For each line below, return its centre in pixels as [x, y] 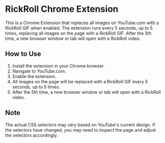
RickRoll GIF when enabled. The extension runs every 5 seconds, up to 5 [79, 28]
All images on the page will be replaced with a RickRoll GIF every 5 [80, 81]
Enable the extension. [34, 76]
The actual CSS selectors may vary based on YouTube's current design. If [80, 125]
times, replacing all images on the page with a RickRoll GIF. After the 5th [78, 33]
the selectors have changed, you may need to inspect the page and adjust [81, 130]
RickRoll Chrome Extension [62, 9]
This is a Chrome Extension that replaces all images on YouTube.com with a [82, 23]
